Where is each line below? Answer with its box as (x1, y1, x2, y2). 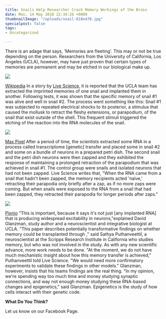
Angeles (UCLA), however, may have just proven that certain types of (5, 59, 147, 64)
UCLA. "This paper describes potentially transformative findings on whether (5, 226, 161, 232)
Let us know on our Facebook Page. (5, 308, 79, 314)
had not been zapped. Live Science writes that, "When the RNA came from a (5, 170, 162, 176)
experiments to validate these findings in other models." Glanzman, (5, 263, 142, 268)
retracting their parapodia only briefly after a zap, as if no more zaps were (5, 181, 156, 186)
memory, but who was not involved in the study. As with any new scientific (5, 242, 158, 248)
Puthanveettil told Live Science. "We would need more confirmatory (5, 258, 144, 263)
